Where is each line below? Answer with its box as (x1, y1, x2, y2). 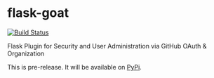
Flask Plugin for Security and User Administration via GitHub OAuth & (7, 41, 207, 50)
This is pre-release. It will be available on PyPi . (7, 63, 142, 71)
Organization (7, 49, 45, 58)
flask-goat (7, 5, 69, 21)
